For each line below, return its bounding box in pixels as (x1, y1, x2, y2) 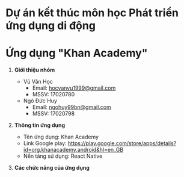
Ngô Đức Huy (23, 97, 58, 105)
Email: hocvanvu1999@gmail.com (32, 84, 116, 92)
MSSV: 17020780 (32, 91, 75, 98)
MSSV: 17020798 (32, 110, 75, 117)
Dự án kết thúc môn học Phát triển (5, 6, 179, 20)
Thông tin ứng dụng (14, 122, 66, 129)
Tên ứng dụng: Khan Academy (23, 133, 99, 141)
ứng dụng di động (5, 19, 96, 33)
